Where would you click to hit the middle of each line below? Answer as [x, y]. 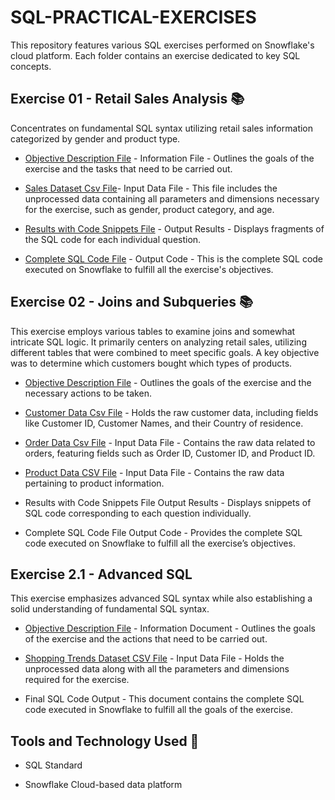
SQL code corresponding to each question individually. [138, 513]
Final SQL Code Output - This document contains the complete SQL [164, 699]
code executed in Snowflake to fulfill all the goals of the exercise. [158, 710]
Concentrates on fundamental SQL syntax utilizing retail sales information [162, 128]
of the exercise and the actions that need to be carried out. [146, 639]
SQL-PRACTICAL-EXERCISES [133, 17]
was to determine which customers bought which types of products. [151, 363]
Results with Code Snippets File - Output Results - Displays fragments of [174, 228]
